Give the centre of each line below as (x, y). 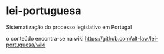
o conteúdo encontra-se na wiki (45, 38)
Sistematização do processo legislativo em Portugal (69, 27)
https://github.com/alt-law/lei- (121, 38)
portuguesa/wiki (26, 45)
